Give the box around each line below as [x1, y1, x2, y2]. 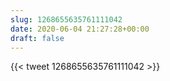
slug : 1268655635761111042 [10, 14, 123, 25]
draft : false [10, 33, 65, 43]
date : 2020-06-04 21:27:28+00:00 [10, 24, 150, 34]
